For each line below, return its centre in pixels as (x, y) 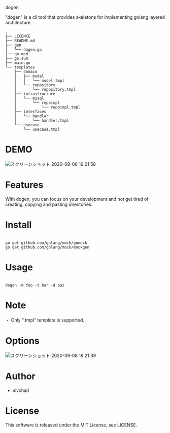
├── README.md (20, 41)
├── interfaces (30, 112)
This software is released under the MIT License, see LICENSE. (71, 425)
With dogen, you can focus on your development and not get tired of (77, 199)
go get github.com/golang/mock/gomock (46, 243)
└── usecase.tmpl (42, 129)
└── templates (20, 67)
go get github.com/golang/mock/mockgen (47, 247)
